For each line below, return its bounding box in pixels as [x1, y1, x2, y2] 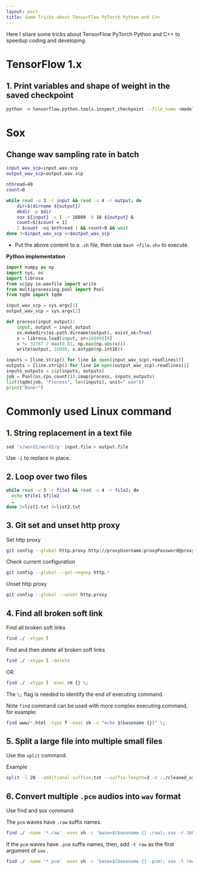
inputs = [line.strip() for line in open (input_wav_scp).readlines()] [6, 357, 184, 363]
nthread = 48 [6, 181, 33, 187]
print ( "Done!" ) [6, 385, 44, 391]
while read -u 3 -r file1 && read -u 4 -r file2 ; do [6, 487, 139, 494]
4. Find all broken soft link [6, 608, 103, 618]
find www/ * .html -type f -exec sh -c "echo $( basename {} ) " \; [6, 719, 166, 726]
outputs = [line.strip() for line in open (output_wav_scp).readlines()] [6, 363, 190, 369]
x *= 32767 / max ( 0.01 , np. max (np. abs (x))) [17, 341, 126, 347]
